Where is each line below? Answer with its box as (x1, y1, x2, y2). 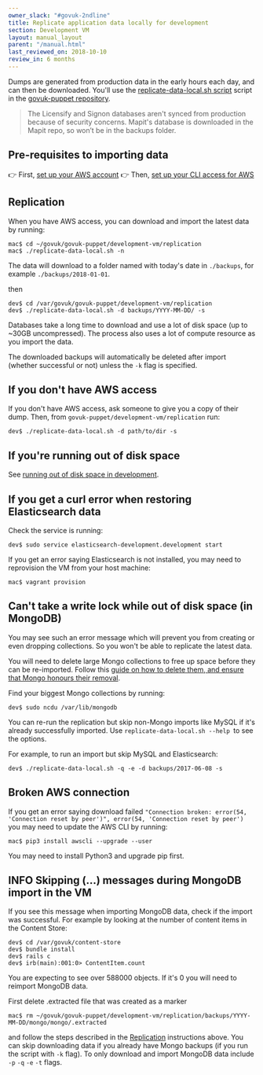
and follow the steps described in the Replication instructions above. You (8, 1033, 244, 1042)
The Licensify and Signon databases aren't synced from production (27, 109, 247, 118)
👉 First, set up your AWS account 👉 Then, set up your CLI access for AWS (8, 170, 254, 179)
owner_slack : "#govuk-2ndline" (8, 11, 111, 20)
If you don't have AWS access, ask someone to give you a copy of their (8, 404, 239, 414)
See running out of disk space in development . (8, 469, 159, 480)
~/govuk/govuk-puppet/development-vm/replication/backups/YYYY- (36, 1012, 251, 1020)
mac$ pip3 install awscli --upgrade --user (8, 837, 153, 845)
